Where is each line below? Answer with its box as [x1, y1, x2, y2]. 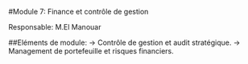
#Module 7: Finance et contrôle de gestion [8, 7, 149, 16]
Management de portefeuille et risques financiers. [8, 46, 175, 55]
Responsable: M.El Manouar [8, 22, 101, 31]
